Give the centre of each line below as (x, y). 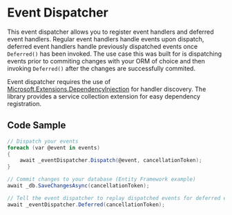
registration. (24, 103)
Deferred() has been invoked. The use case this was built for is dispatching (115, 54)
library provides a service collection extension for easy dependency (104, 96)
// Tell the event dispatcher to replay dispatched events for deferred (114, 198)
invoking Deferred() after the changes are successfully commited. (101, 68)
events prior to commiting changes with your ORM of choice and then (106, 61)
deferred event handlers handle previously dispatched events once (103, 46)
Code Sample (37, 125)
